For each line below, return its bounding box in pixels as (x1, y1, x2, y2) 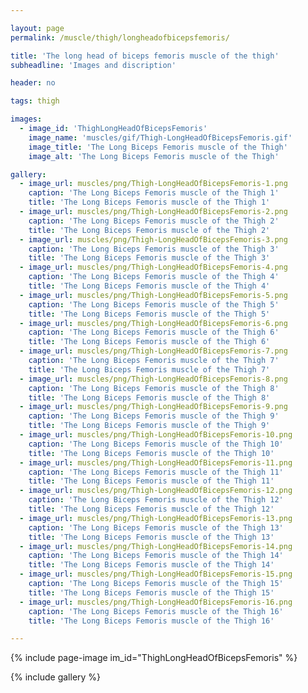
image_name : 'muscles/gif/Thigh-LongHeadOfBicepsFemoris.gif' (28, 132, 293, 143)
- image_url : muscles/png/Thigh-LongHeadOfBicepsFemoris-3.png (19, 234, 288, 245)
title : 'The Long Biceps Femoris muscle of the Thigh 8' (28, 392, 271, 403)
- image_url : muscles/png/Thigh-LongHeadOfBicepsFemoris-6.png (19, 318, 288, 328)
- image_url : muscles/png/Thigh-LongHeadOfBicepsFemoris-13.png (19, 513, 293, 523)
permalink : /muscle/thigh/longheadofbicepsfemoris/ (10, 32, 230, 43)
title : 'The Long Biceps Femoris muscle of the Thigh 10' (28, 448, 275, 458)
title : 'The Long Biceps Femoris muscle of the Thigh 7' (28, 364, 271, 375)
